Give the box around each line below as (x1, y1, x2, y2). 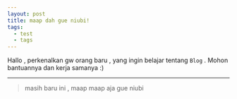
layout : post (7, 10, 46, 18)
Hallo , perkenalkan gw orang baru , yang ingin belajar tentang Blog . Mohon (7, 56, 229, 64)
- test (13, 30, 33, 37)
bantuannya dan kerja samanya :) (7, 64, 104, 72)
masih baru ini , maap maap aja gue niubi (24, 84, 144, 93)
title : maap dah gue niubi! (7, 17, 90, 24)
